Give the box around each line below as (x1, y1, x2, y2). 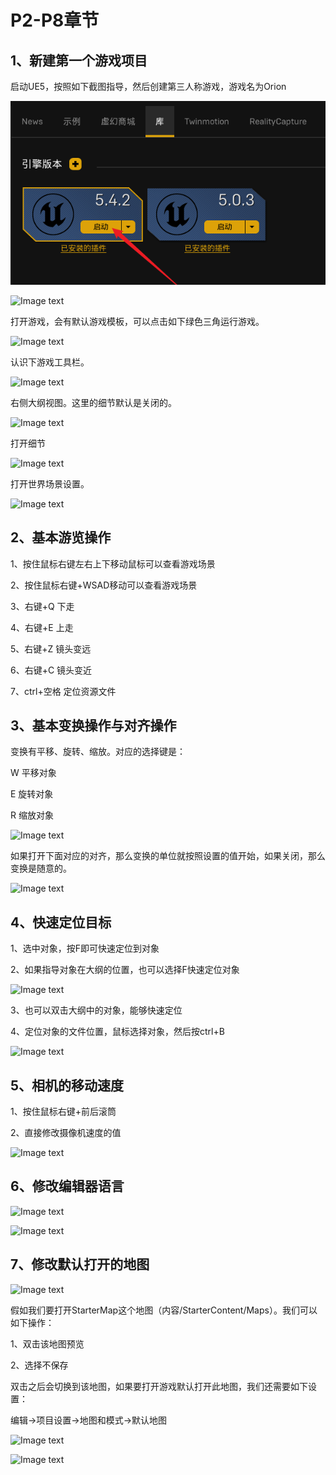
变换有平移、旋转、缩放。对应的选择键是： (10, 746, 186, 758)
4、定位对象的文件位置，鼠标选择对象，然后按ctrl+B (10, 1026, 225, 1038)
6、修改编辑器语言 (10, 1178, 125, 1195)
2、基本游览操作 (10, 529, 112, 546)
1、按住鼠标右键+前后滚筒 (10, 1106, 117, 1118)
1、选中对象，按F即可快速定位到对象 (10, 942, 160, 955)
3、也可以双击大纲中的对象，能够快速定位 (10, 1004, 183, 1016)
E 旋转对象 (10, 788, 54, 800)
